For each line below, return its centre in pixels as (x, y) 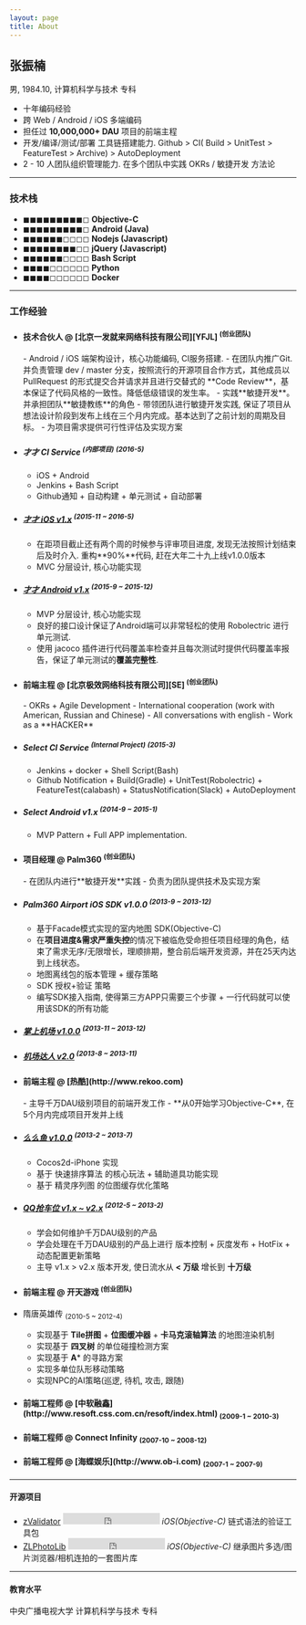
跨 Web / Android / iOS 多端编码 (82, 121)
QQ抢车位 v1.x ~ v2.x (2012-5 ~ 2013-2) (93, 1207)
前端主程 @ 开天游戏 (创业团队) (77, 1291)
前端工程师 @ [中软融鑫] (68, 1403)
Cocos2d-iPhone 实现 (77, 1162)
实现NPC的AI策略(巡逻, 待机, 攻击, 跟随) (110, 1380)
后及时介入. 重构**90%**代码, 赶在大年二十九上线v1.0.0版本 (151, 555)
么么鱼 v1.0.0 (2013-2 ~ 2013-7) (78, 1137)
